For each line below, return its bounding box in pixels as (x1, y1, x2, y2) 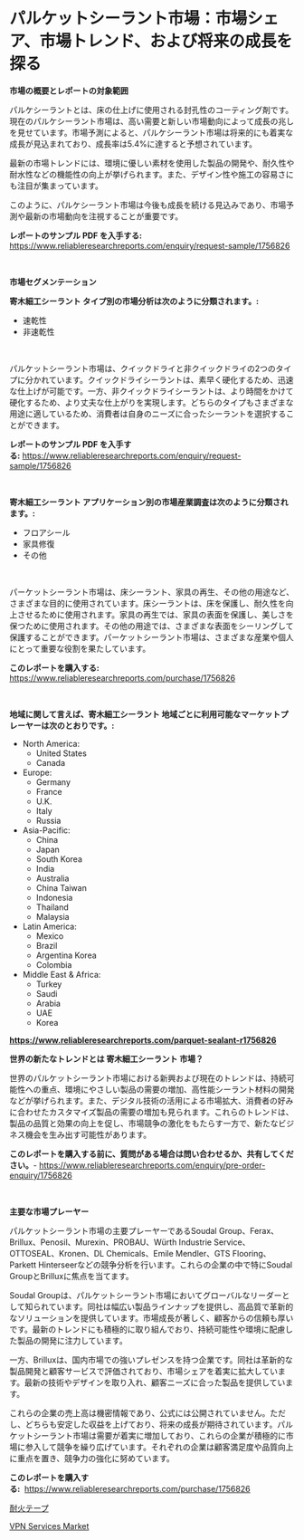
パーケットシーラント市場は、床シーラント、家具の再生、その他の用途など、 (9, 586, 295, 598)
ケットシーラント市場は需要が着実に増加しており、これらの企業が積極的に (9, 1430, 287, 1440)
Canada (35, 757, 66, 768)
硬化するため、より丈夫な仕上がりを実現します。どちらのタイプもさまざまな (9, 397, 294, 407)
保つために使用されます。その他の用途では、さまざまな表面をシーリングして (9, 620, 294, 631)
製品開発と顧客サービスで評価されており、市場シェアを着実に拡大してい (9, 1365, 279, 1376)
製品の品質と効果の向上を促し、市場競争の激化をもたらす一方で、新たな (9, 1117, 279, 1128)
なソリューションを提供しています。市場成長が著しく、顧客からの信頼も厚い (9, 1312, 294, 1323)
